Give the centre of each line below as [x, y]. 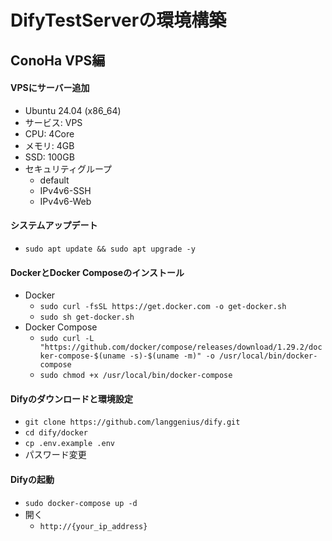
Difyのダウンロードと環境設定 [71, 398]
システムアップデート [54, 225]
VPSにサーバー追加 [50, 88]
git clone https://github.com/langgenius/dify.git [132, 422]
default [54, 180]
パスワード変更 [55, 455]
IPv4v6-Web [65, 201]
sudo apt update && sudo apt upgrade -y [110, 249]
